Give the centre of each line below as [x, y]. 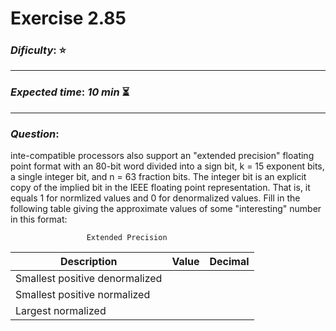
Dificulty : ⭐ [38, 50]
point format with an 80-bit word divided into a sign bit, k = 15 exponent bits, [167, 166]
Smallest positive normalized [83, 295]
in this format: [39, 219]
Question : [35, 134]
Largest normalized [61, 311]
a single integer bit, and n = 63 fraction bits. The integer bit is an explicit [158, 177]
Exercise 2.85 [68, 18]
